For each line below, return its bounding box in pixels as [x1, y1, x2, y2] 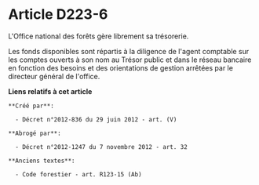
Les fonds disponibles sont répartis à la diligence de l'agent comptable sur [8, 46, 250, 56]
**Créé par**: [8, 102, 55, 110]
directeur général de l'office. [8, 71, 100, 81]
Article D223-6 [8, 5, 108, 24]
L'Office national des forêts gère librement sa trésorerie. [8, 31, 189, 41]
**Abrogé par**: [8, 129, 61, 137]
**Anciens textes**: [8, 157, 76, 165]
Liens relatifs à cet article [8, 86, 93, 96]
